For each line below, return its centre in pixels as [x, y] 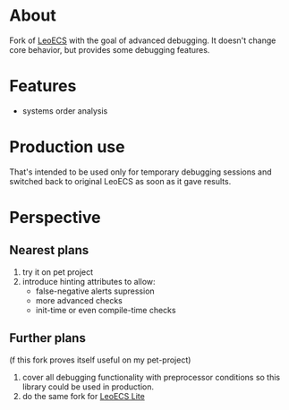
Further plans [48, 338]
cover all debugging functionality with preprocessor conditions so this [151, 377]
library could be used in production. [88, 387]
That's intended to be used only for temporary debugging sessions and [140, 172]
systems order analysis [65, 111]
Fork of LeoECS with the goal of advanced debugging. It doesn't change [143, 40]
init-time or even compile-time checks [106, 310]
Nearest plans [49, 250]
